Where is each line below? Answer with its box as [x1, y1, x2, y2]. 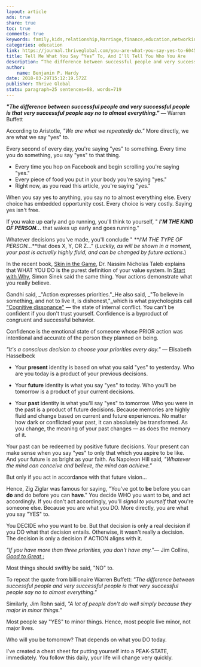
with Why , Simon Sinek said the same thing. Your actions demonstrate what [6, 273, 193, 280]
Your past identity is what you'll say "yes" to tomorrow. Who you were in [14, 399, 194, 406]
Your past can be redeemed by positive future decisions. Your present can [6, 443, 190, 450]
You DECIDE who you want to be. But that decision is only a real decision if [6, 522, 190, 529]
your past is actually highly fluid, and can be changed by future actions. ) [6, 249, 187, 256]
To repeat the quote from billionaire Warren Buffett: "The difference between [6, 576, 195, 583]
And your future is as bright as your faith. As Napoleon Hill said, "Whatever [6, 455, 191, 463]
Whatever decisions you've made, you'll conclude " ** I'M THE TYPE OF [6, 235, 183, 243]
